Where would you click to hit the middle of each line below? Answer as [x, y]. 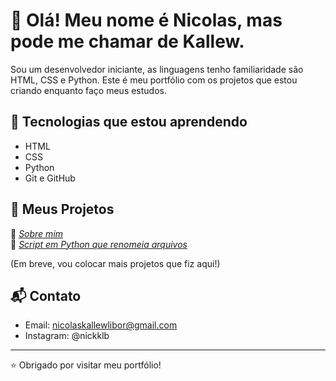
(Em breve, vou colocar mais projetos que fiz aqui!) [115, 263]
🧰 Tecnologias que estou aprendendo [129, 122]
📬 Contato [46, 295]
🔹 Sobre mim [37, 233]
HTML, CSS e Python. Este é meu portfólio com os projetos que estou [154, 80]
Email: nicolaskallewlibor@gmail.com [101, 325]
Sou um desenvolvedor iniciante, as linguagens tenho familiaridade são [157, 69]
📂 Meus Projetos [62, 209]
